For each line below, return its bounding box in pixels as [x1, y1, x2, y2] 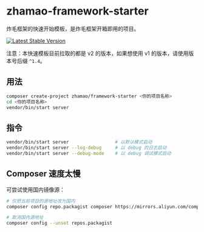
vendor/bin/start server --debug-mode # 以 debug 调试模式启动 [6, 150, 172, 156]
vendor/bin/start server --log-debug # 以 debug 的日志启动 [6, 145, 167, 151]
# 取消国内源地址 [6, 214, 44, 220]
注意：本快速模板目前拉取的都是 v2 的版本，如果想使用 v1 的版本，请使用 [6, 50, 189, 57]
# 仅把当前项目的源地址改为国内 [6, 198, 75, 204]
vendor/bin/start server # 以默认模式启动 [6, 139, 152, 145]
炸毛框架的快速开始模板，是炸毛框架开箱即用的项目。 [6, 25, 140, 32]
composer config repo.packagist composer [6, 204, 113, 210]
